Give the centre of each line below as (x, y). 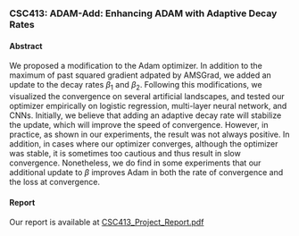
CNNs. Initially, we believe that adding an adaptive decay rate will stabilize (145, 115)
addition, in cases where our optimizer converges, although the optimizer (144, 143)
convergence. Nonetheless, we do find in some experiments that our (135, 163)
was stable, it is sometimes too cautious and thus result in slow (125, 153)
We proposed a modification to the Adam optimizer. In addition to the (136, 66)
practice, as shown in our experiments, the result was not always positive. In (149, 134)
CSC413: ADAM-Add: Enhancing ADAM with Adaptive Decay (143, 13)
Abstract (26, 46)
